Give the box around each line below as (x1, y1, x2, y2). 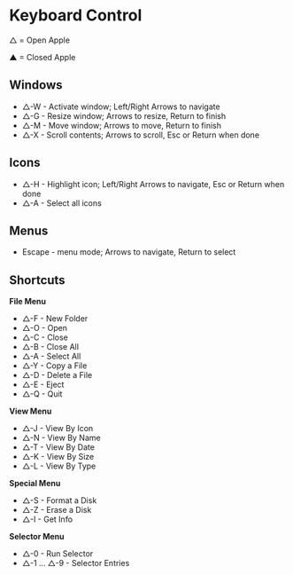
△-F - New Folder (21, 313, 89, 324)
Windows (9, 77, 63, 93)
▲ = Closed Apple (9, 51, 76, 62)
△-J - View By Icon (21, 423, 94, 434)
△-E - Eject (21, 379, 65, 390)
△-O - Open (21, 323, 68, 334)
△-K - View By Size (21, 452, 95, 462)
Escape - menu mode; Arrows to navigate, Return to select (21, 247, 236, 257)
